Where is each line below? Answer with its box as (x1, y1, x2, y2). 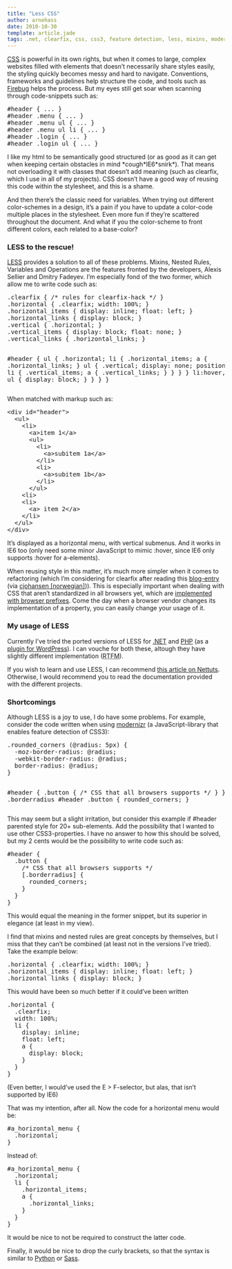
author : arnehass (7, 17, 57, 24)
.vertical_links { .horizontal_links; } (7, 335, 146, 343)
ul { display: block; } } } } (7, 375, 110, 384)
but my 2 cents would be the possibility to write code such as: (7, 837, 184, 845)
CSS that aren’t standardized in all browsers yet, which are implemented (7, 589, 213, 598)
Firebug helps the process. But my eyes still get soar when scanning (7, 85, 202, 93)
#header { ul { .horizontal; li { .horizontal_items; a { (7, 355, 208, 363)
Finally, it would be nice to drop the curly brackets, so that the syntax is (7, 1247, 210, 1255)
